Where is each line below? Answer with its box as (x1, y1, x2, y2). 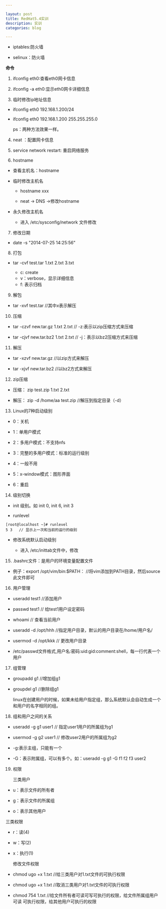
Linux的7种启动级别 (12, 408, 53, 414)
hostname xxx (20, 188, 49, 194)
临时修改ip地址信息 (12, 97, 51, 103)
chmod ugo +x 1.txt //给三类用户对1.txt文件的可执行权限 (12, 871, 125, 877)
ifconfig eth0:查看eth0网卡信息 (12, 75, 76, 82)
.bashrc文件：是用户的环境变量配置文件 (12, 558, 93, 564)
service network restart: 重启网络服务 (12, 147, 89, 154)
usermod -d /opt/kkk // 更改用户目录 (12, 638, 87, 644)
